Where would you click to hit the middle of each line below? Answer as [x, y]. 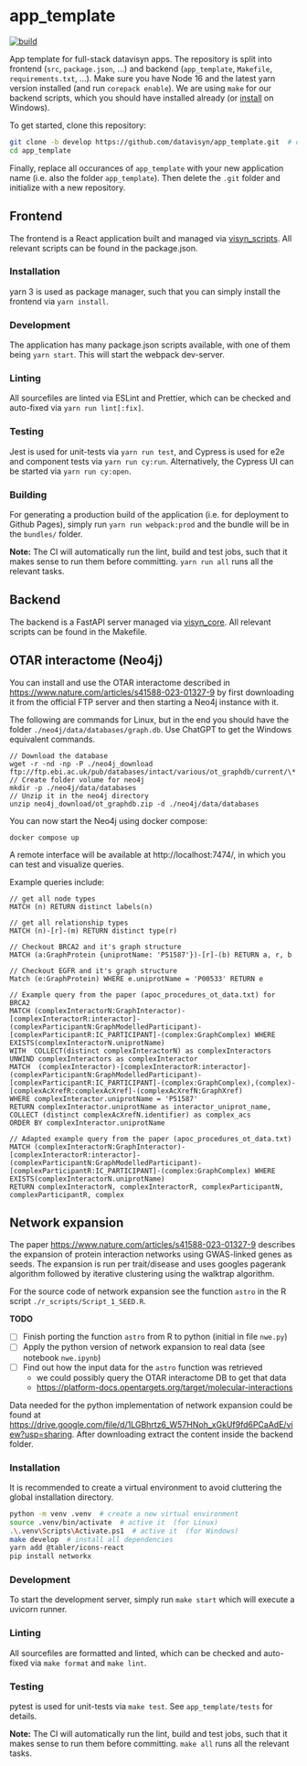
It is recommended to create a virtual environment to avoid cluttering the [146, 1487]
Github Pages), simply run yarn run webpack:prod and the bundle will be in [149, 524]
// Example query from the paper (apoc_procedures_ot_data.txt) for [143, 995]
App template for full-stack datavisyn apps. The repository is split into [141, 59]
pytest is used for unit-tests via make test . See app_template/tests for [141, 1707]
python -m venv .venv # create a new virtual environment [124, 1514]
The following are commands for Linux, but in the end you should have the [149, 720]
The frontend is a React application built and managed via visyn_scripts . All [151, 238]
